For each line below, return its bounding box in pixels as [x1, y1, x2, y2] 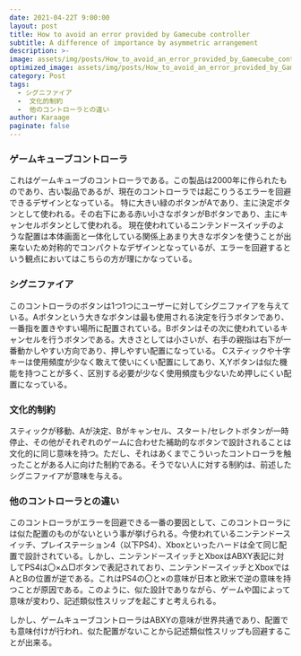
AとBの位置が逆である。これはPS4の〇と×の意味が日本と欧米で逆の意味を [9, 573, 284, 584]
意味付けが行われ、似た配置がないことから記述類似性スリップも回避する [16, 625, 284, 637]
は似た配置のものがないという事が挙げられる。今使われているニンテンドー [9, 529, 284, 539]
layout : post [9, 22, 58, 31]
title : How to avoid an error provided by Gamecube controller [9, 30, 251, 39]
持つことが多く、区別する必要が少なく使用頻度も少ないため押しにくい [24, 367, 284, 378]
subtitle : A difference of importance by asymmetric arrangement [9, 38, 258, 48]
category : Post [9, 72, 66, 81]
